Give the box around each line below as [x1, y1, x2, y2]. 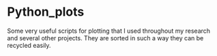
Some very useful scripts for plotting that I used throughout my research [7, 27, 210, 35]
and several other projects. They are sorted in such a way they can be [7, 33, 204, 42]
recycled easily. [7, 41, 51, 49]
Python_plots [7, 4, 85, 20]
